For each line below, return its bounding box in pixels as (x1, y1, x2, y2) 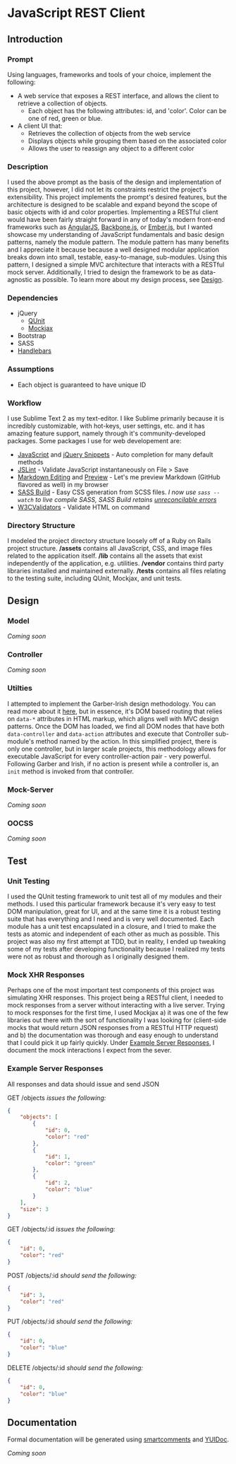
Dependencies (7, 293, 58, 303)
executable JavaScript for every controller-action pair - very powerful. (7, 751, 211, 761)
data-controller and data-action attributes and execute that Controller (7, 730, 214, 738)
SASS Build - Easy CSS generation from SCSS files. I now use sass (17, 488, 211, 496)
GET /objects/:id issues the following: (7, 1225, 116, 1234)
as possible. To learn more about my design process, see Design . (34, 276, 224, 284)
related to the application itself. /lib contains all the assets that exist (7, 551, 203, 560)
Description (7, 161, 49, 171)
